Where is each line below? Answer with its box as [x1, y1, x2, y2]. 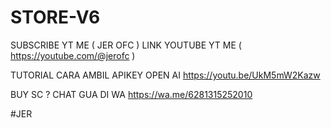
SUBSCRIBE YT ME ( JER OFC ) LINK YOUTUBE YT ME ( [10, 39, 242, 51]
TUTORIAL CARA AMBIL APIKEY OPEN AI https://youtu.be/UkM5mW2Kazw [10, 69, 321, 81]
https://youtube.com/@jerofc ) [10, 49, 136, 61]
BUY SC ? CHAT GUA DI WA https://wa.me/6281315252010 [10, 88, 253, 100]
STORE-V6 [10, 6, 101, 29]
